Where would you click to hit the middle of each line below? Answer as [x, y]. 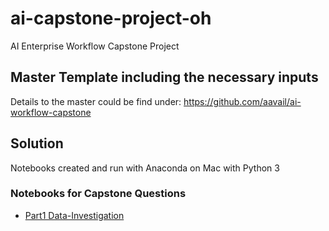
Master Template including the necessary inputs [164, 77]
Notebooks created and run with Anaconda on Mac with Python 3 [145, 168]
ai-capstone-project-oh [111, 18]
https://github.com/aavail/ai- [242, 101]
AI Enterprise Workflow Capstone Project [95, 46]
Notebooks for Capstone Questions [98, 194]
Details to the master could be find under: [96, 101]
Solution [37, 143]
